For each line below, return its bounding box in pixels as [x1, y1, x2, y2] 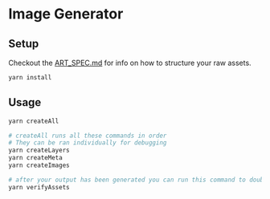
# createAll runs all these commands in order [8, 132, 167, 140]
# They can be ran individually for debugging [8, 139, 167, 147]
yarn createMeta [8, 154, 63, 162]
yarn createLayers [8, 146, 70, 155]
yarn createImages [8, 161, 70, 169]
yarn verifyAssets [8, 183, 70, 191]
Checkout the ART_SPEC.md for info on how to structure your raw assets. [8, 58, 252, 67]
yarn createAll [8, 117, 59, 125]
